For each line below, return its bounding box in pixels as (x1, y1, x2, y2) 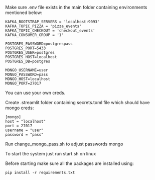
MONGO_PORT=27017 (5, 81, 42, 86)
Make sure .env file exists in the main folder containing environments (5, 5, 147, 10)
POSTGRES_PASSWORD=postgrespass (5, 41, 73, 46)
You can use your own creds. (5, 90, 66, 96)
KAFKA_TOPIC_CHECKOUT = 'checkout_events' (5, 28, 95, 33)
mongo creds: (5, 105, 34, 111)
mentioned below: (5, 10, 43, 16)
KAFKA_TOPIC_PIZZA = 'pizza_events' (5, 24, 82, 29)
